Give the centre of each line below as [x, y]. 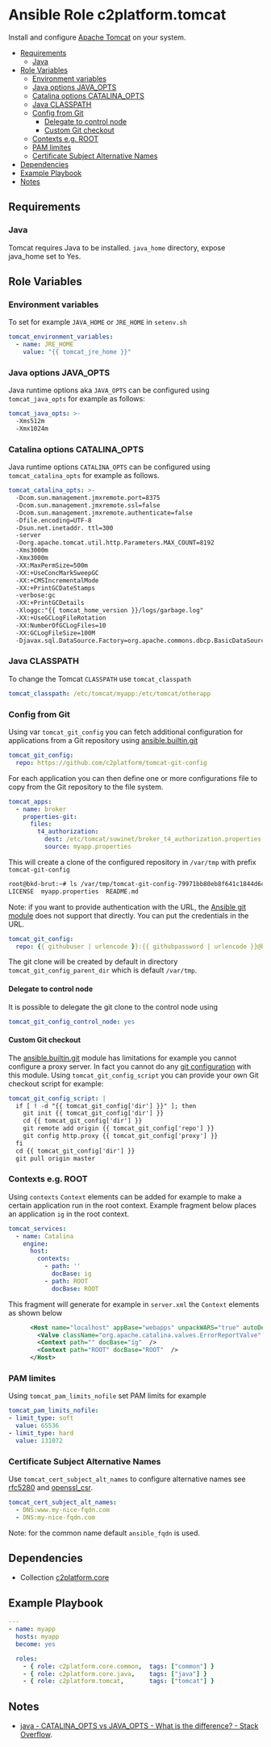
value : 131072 [39, 1440]
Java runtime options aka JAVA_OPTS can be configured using [109, 390]
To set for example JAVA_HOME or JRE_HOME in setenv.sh [98, 322]
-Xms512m [30, 422]
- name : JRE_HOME [45, 345]
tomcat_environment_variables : [61, 337]
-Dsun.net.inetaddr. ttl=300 [65, 528]
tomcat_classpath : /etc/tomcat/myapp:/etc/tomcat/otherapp [110, 693]
